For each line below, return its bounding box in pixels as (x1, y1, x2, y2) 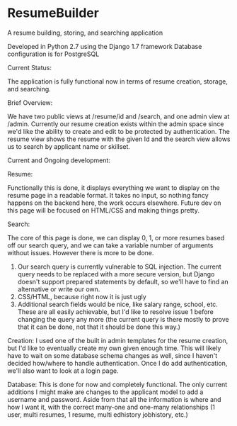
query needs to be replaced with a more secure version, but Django (17, 269, 215, 278)
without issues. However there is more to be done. (7, 248, 154, 257)
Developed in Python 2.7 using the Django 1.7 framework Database (7, 42, 202, 50)
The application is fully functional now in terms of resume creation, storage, (7, 77, 228, 86)
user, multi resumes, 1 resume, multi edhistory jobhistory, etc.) (7, 410, 189, 419)
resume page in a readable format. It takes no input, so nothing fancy (7, 191, 209, 199)
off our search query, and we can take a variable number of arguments (7, 241, 214, 250)
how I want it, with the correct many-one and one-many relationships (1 (7, 403, 216, 411)
